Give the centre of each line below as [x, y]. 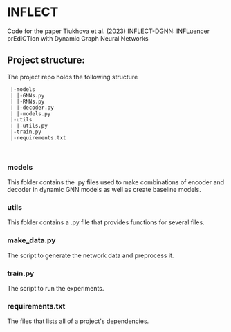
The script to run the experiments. [56, 288]
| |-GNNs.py [27, 95]
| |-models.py [30, 114]
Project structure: [46, 60]
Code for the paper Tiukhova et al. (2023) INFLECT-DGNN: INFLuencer [108, 31]
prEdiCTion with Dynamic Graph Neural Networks [78, 38]
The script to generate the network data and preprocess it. [91, 255]
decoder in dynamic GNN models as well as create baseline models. [104, 190]
